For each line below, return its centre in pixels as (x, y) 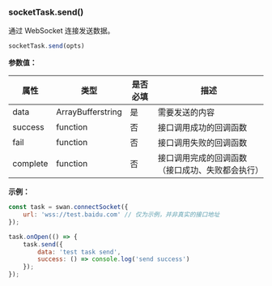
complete (30, 164)
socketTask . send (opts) (47, 46)
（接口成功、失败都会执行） (210, 170)
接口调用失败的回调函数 (202, 143)
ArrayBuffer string (89, 112)
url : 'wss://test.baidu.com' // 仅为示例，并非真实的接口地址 (121, 215)
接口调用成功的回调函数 (202, 128)
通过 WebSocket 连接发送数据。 (62, 31)
